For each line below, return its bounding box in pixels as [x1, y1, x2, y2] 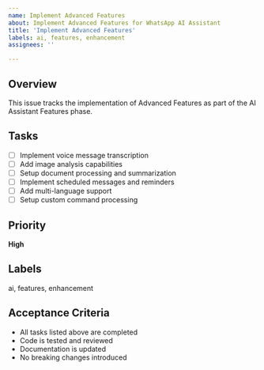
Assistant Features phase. [8, 106, 93, 115]
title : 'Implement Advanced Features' [8, 26, 136, 34]
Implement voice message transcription [19, 150, 149, 160]
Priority [8, 218, 46, 232]
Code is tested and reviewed [19, 335, 113, 345]
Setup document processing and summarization [19, 168, 176, 178]
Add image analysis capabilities [19, 159, 123, 168]
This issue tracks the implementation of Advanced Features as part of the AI [8, 98, 257, 108]
